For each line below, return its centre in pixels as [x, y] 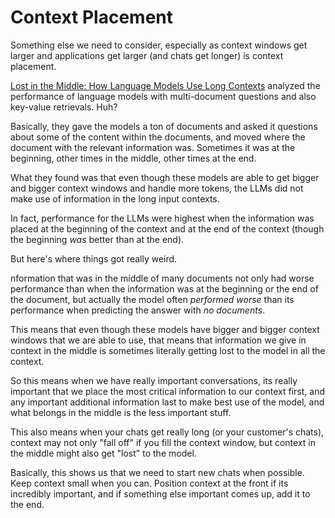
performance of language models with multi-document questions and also [163, 96]
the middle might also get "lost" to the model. [103, 453]
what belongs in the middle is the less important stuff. [121, 412]
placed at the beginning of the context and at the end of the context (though [167, 228]
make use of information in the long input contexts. [115, 198]
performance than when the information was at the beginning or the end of [164, 288]
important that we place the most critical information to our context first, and [168, 391]
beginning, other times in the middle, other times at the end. [133, 158]
